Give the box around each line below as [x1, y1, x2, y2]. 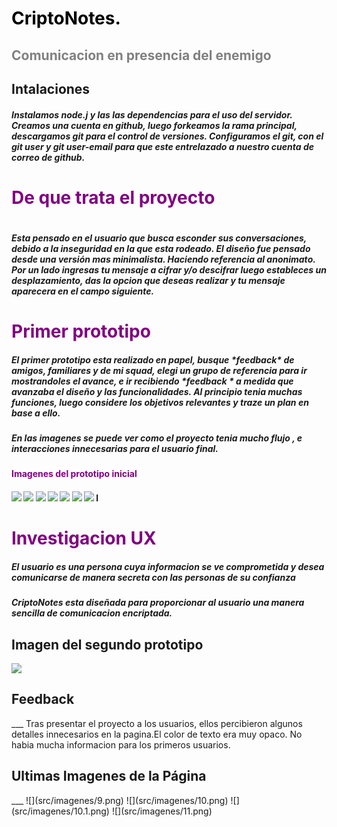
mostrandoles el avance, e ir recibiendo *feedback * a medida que [11, 375, 294, 387]
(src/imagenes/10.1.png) [11, 805, 110, 817]
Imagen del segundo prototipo [11, 636, 204, 653]
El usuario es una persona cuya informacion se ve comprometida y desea [11, 560, 325, 572]
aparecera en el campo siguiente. [11, 285, 155, 297]
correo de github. [11, 151, 86, 163]
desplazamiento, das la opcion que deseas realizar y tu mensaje [11, 274, 286, 286]
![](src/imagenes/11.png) [111, 805, 213, 817]
